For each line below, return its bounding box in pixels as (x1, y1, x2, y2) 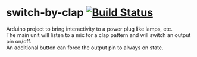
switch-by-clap (6, 6, 85, 19)
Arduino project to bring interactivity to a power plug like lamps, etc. (6, 25, 173, 32)
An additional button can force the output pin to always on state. (6, 44, 164, 51)
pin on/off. (6, 38, 32, 45)
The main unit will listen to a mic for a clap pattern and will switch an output (6, 31, 191, 38)
